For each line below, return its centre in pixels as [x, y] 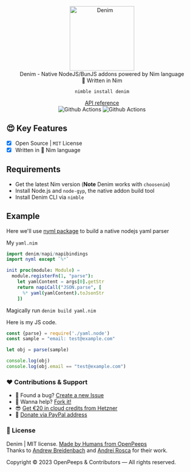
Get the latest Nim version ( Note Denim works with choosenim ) [93, 184]
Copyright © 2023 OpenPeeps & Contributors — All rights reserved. [91, 462]
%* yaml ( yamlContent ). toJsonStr [63, 293]
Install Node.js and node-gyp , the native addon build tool [85, 190]
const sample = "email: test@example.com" [61, 339]
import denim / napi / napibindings [47, 254]
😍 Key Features [37, 129]
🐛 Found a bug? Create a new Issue [59, 395]
